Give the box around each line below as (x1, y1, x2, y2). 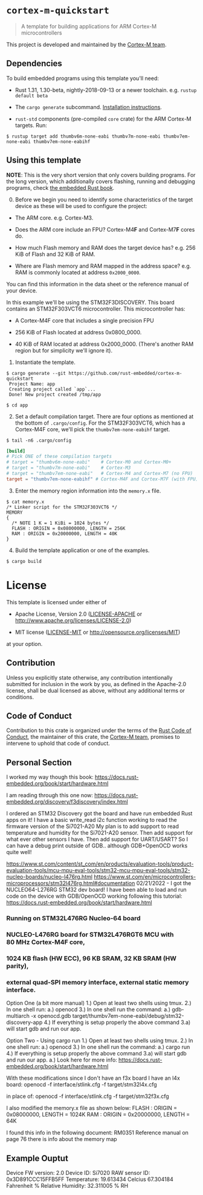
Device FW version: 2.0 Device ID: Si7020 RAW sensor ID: (6, 1170, 150, 1177)
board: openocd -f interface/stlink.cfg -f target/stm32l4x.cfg (6, 1081, 157, 1088)
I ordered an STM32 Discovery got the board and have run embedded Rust (6, 810, 193, 817)
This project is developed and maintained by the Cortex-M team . (6, 41, 167, 48)
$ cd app (6, 402, 28, 408)
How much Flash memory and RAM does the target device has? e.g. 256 (14, 244, 196, 251)
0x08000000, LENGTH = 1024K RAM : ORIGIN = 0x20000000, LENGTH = (6, 1111, 190, 1118)
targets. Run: (14, 121, 47, 129)
